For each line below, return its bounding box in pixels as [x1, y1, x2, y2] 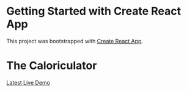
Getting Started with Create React [6, 4, 182, 18]
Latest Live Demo [6, 79, 51, 86]
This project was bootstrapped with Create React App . [6, 37, 144, 44]
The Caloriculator [6, 59, 97, 73]
